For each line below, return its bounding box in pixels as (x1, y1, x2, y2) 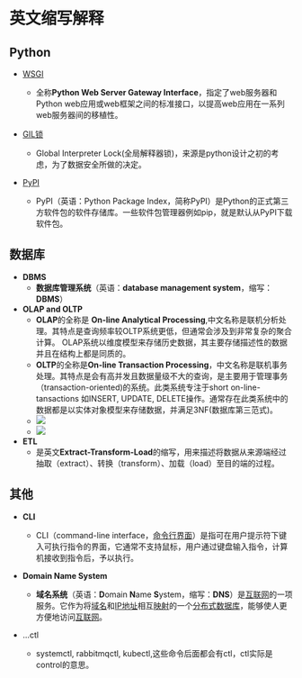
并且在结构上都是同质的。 (35, 348, 131, 358)
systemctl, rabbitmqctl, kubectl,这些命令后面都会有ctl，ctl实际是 (35, 647, 273, 658)
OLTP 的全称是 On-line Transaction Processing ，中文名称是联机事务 (35, 359, 288, 370)
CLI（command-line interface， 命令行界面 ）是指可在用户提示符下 (35, 529, 280, 540)
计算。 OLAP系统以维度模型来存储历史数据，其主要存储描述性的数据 (35, 337, 288, 348)
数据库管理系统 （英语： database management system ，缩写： (35, 282, 272, 293)
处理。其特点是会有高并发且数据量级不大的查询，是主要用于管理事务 (35, 370, 289, 381)
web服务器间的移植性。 (35, 110, 123, 120)
